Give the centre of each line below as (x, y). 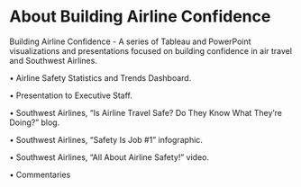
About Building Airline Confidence (140, 17)
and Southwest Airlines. (53, 60)
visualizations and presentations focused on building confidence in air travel (151, 50)
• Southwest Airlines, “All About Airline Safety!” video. (109, 157)
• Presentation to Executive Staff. (71, 95)
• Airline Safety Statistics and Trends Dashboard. (100, 77)
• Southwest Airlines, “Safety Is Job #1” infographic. (106, 139)
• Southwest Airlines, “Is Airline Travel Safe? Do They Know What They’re (146, 112)
